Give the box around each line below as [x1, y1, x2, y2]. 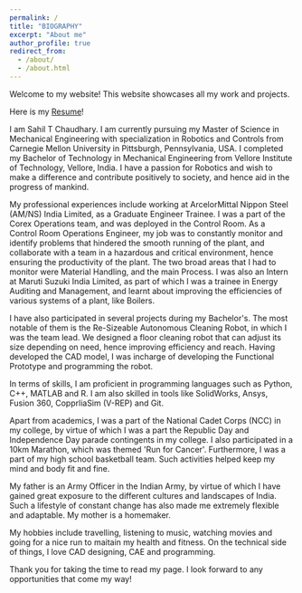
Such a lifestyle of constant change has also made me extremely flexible [9, 500, 280, 511]
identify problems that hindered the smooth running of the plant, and [9, 237, 265, 248]
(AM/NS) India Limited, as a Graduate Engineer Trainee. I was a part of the [9, 208, 286, 219]
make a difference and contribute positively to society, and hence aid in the [9, 171, 290, 182]
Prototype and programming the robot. [9, 360, 154, 371]
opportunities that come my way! [9, 573, 133, 584]
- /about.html [17, 64, 71, 73]
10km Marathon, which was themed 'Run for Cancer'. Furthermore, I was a [9, 444, 287, 454]
